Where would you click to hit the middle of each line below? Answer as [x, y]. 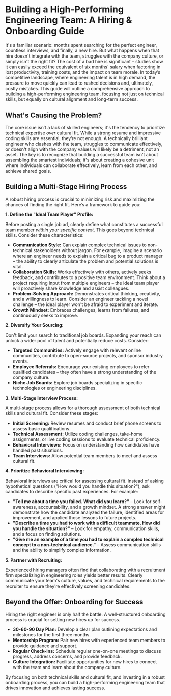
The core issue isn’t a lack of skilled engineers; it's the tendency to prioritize [85, 127]
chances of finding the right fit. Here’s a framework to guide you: [73, 204]
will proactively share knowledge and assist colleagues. [71, 288]
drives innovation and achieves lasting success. [55, 688]
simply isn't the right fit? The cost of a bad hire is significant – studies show [84, 61]
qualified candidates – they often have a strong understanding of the [84, 372]
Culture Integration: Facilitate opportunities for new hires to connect [85, 662]
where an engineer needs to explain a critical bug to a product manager [88, 256]
